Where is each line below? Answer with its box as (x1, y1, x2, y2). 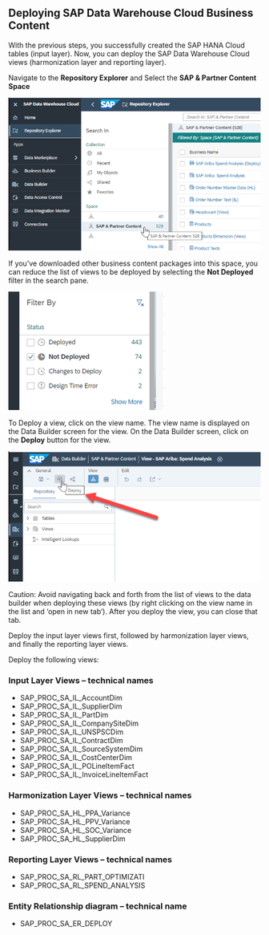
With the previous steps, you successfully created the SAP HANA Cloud (8, 40, 246, 50)
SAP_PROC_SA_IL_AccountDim (19, 693, 122, 703)
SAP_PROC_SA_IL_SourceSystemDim (19, 744, 143, 754)
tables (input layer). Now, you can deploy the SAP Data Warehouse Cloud (8, 48, 250, 59)
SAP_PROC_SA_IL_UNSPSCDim (19, 727, 124, 737)
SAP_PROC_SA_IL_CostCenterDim (19, 753, 133, 762)
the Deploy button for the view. (8, 435, 111, 445)
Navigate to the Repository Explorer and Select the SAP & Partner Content (8, 72, 257, 83)
